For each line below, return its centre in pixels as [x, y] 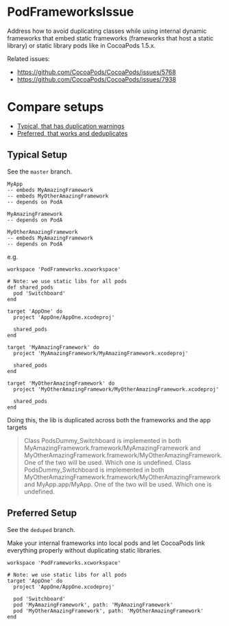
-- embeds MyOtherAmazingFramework [58, 196]
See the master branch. [40, 171]
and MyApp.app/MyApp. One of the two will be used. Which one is [118, 484]
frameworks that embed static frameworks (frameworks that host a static [110, 38]
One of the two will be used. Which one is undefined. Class [107, 462]
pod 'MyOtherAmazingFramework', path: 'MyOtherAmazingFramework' [109, 611]
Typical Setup [37, 155]
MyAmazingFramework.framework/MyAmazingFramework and [112, 448]
